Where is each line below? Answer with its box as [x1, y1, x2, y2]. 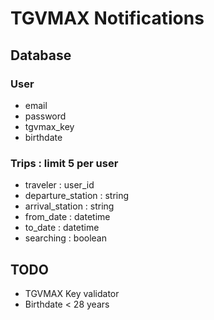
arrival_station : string [24, 200, 115, 212]
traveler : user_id [24, 179, 95, 191]
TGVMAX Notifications [10, 7, 205, 30]
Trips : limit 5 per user [10, 156, 119, 170]
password [24, 110, 67, 122]
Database [10, 47, 72, 64]
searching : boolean [24, 232, 108, 244]
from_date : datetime [24, 211, 111, 223]
